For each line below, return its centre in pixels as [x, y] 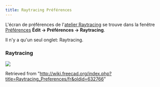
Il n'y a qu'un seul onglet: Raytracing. [44, 40]
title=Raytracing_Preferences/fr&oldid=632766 [54, 79]
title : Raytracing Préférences [39, 10]
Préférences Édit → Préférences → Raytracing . [55, 30]
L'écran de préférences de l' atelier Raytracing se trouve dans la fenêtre [80, 24]
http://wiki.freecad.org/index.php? [76, 73]
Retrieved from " [22, 73]
